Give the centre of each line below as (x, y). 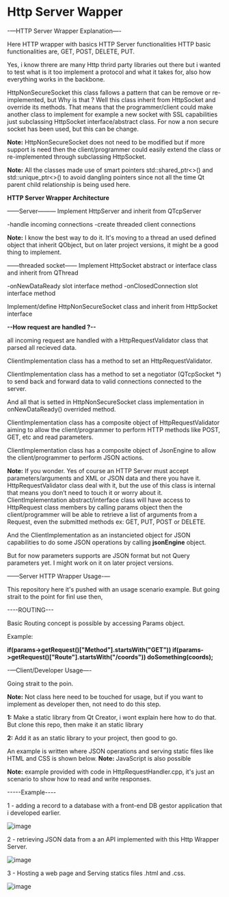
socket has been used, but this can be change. (73, 129)
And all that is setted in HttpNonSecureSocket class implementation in (106, 402)
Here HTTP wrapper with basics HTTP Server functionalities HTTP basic (109, 44)
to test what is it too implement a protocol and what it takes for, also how (109, 72)
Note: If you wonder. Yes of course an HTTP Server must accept (98, 470)
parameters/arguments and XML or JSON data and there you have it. (104, 478)
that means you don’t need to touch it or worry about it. (85, 492)
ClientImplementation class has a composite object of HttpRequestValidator (113, 422)
